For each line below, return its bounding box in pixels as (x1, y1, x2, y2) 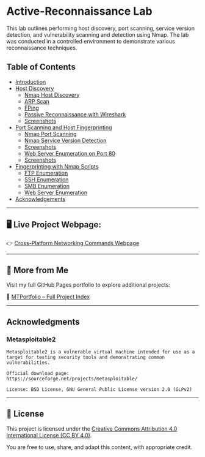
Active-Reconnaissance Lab (6, 4, 153, 18)
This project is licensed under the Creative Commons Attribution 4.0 (6, 425, 178, 432)
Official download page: (6, 371, 70, 377)
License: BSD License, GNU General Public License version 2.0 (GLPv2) (6, 387, 192, 393)
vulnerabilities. (6, 360, 51, 366)
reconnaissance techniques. (6, 44, 77, 51)
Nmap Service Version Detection (24, 137, 107, 144)
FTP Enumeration (24, 169, 68, 176)
